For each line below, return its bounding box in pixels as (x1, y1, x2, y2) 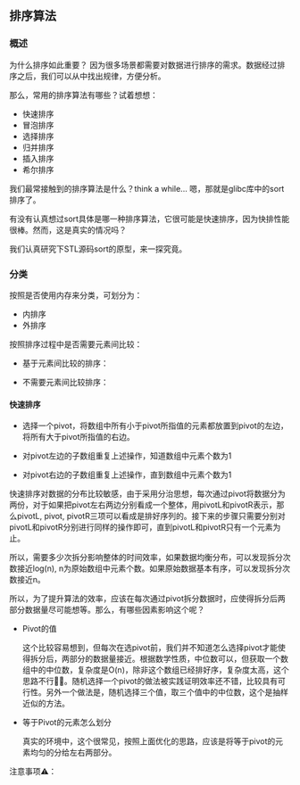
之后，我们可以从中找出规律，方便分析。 (16, 70, 166, 81)
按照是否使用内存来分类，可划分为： (9, 289, 143, 301)
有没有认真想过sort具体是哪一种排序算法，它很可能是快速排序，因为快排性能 (9, 213, 290, 224)
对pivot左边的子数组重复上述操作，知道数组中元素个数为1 (21, 450, 232, 461)
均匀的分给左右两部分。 (29, 748, 117, 758)
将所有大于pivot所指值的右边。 (21, 432, 136, 442)
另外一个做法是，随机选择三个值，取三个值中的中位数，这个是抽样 (46, 687, 288, 698)
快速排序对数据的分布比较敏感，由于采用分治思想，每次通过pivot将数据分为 (9, 489, 286, 500)
